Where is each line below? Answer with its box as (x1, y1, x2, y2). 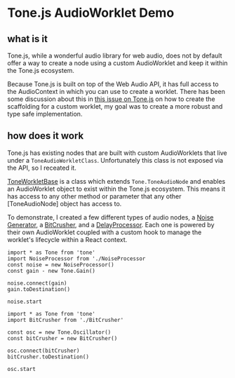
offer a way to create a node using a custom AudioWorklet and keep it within (7, 59, 228, 67)
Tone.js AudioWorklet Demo (7, 5, 175, 21)
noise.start (7, 298, 42, 305)
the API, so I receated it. (7, 163, 77, 172)
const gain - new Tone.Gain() (7, 267, 96, 274)
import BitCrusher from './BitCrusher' (7, 316, 124, 323)
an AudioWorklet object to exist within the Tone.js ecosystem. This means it (7, 184, 226, 193)
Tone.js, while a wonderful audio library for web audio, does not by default (7, 51, 222, 60)
